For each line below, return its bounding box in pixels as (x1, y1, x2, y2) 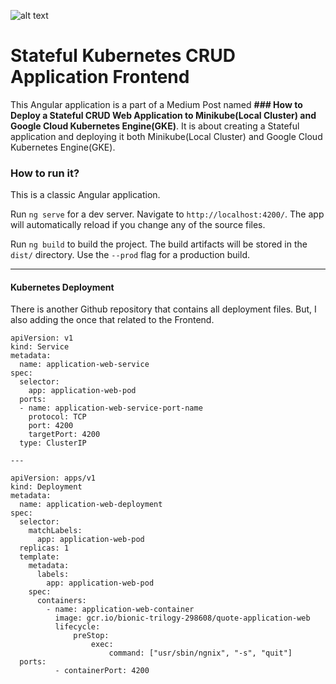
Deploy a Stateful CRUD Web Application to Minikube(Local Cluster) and (10, 109, 317, 121)
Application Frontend (10, 66, 190, 89)
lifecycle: (54, 622, 101, 632)
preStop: (73, 631, 110, 641)
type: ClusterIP (19, 438, 87, 449)
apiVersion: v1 (10, 333, 74, 344)
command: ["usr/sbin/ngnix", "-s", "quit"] (108, 648, 293, 659)
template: (19, 552, 60, 562)
